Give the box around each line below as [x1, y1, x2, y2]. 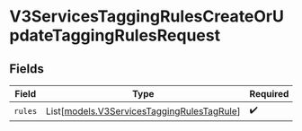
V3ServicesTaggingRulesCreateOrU [9, 6, 285, 27]
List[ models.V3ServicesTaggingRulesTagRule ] [45, 105, 241, 118]
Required [249, 88, 289, 100]
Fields [9, 61, 45, 76]
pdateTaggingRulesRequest [9, 25, 221, 46]
